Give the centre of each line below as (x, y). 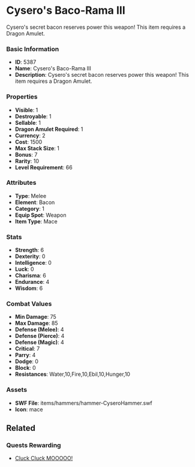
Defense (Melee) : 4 (39, 330)
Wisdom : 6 (29, 288)
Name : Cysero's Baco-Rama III (53, 68)
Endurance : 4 (32, 282)
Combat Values (29, 304)
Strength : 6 (29, 250)
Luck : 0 (24, 269)
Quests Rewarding (34, 445)
